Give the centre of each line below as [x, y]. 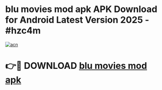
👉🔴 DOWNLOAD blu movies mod [76, 66]
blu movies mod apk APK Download [81, 9]
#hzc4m [23, 31]
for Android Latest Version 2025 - [77, 20]
